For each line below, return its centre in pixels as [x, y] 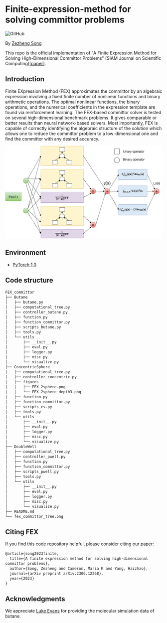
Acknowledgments [35, 599]
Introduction [25, 79]
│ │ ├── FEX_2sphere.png [35, 387]
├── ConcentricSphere [28, 367]
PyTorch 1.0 [24, 265]
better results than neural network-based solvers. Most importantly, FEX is [82, 123]
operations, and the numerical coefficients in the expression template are [80, 107]
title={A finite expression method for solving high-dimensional [79, 559]
